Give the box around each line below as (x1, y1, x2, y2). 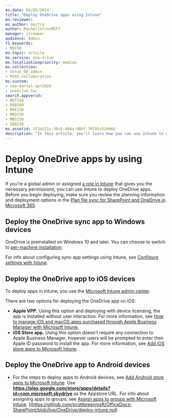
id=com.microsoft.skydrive (12, 390, 73, 397)
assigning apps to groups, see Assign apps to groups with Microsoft (12, 396, 157, 402)
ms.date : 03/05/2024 (5, 7, 50, 13)
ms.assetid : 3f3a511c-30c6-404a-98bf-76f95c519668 (5, 126, 116, 131)
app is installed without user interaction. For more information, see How (12, 313, 164, 319)
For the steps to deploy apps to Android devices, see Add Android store (12, 374, 164, 380)
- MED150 (5, 112, 24, 118)
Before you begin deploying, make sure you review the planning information (5, 192, 165, 198)
